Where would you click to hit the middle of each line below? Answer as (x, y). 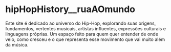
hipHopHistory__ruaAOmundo (70, 9)
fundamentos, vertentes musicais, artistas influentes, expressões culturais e (86, 28)
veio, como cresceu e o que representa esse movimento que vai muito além (85, 39)
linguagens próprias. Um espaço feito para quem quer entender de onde (82, 34)
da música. (17, 44)
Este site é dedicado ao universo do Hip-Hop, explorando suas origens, (81, 23)
